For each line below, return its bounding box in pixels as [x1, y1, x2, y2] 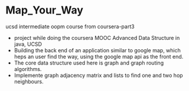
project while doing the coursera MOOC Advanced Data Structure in [14, 34, 180, 41]
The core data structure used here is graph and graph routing [14, 59, 164, 66]
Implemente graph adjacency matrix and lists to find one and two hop [14, 72, 184, 79]
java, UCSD [14, 41, 43, 48]
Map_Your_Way [5, 4, 84, 17]
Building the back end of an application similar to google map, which [14, 46, 181, 53]
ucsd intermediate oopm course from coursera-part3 [5, 23, 135, 30]
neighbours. [14, 77, 44, 85]
